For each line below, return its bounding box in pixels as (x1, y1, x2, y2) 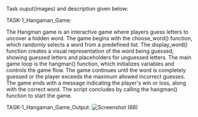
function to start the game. (6, 92, 72, 99)
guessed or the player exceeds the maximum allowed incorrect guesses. (6, 73, 186, 80)
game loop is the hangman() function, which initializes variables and (6, 60, 175, 67)
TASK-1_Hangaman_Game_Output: (6, 104, 91, 110)
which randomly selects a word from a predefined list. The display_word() (6, 41, 188, 48)
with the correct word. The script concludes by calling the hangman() (6, 86, 178, 92)
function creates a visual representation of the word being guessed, (6, 47, 174, 55)
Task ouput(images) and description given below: (6, 5, 129, 12)
